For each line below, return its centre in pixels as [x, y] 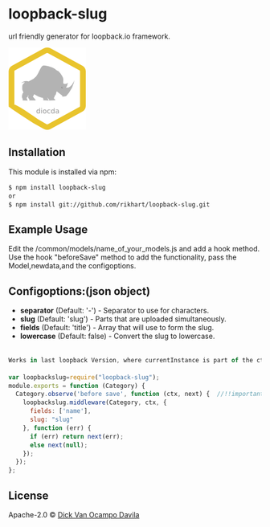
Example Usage [48, 229]
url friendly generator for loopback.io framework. [90, 36]
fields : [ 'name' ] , [60, 411]
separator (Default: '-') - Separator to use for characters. [115, 310]
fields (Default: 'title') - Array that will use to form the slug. [117, 327]
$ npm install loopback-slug [57, 187]
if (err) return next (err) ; [77, 436]
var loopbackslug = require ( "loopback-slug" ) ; [84, 377]
